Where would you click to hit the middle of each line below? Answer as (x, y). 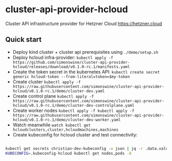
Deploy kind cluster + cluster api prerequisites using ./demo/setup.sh (85, 52)
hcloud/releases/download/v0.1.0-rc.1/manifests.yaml (71, 67)
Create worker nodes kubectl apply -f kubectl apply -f (73, 110)
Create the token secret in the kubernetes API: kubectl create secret (86, 72)
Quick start (24, 40)
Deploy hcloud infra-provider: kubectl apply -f (63, 57)
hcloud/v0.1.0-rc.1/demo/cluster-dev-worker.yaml (67, 120)
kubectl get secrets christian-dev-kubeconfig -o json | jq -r (74, 148)
